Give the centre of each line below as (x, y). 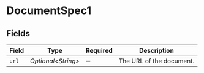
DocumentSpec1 (49, 11)
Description (157, 51)
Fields (18, 33)
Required (99, 51)
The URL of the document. (157, 61)
